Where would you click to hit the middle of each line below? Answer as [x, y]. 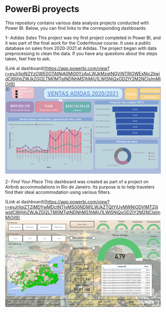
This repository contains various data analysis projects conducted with [77, 23]
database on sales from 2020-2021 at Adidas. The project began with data [81, 48]
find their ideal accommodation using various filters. [58, 192]
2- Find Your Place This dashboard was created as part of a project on [77, 182]
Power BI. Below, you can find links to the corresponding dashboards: [76, 28]
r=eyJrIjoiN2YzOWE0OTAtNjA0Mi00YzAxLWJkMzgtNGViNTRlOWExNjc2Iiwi [83, 73]
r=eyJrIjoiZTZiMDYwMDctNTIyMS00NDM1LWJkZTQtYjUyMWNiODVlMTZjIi [82, 207]
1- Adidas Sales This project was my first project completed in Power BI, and [83, 38]
